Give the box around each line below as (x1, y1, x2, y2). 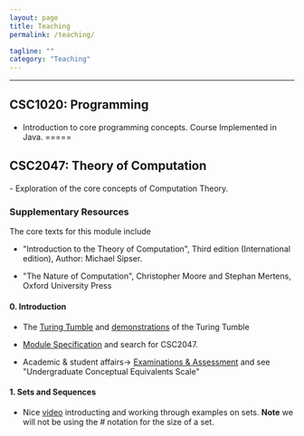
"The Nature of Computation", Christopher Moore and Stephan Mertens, (22, 270, 291, 281)
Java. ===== (22, 132, 72, 143)
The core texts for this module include (9, 226, 151, 237)
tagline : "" (9, 46, 54, 55)
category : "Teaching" (9, 55, 91, 64)
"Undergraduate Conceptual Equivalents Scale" (22, 365, 201, 376)
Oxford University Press (22, 280, 112, 291)
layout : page (9, 13, 59, 23)
